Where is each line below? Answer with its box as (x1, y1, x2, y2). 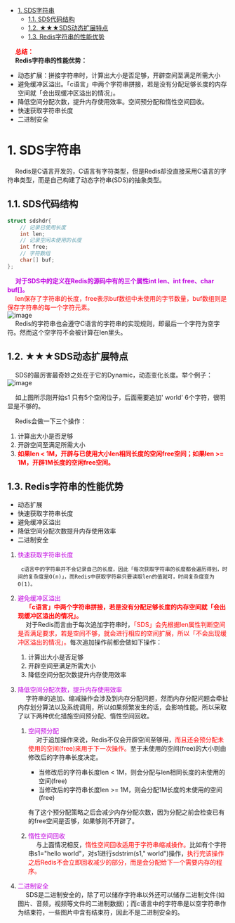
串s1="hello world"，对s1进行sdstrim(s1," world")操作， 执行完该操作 (27, 849, 224, 858)
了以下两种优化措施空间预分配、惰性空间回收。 (17, 712, 153, 721)
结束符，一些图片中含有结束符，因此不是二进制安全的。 (23, 908, 184, 917)
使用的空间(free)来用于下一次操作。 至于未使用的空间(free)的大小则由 (27, 744, 227, 753)
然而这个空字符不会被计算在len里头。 (19, 328, 127, 336)
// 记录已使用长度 (20, 224, 67, 231)
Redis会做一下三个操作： (15, 417, 87, 425)
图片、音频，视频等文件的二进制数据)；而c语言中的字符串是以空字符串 (17, 899, 220, 908)
